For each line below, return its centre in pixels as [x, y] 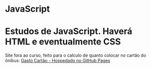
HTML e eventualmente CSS [63, 42]
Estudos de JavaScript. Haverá [69, 32]
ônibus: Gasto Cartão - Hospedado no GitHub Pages [58, 61]
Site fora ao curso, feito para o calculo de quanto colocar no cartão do [75, 55]
